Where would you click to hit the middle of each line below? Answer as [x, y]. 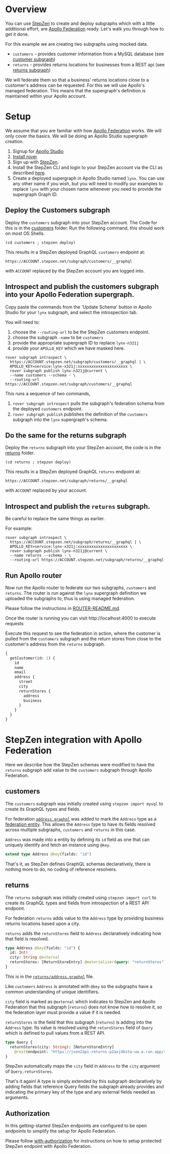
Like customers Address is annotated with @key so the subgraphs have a [79, 986]
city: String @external [35, 958]
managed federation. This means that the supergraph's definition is [75, 90]
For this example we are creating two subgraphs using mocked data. [77, 44]
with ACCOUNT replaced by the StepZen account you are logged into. [75, 270]
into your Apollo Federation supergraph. [70, 295]
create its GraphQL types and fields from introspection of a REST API [77, 903]
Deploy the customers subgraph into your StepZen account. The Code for [81, 222]
